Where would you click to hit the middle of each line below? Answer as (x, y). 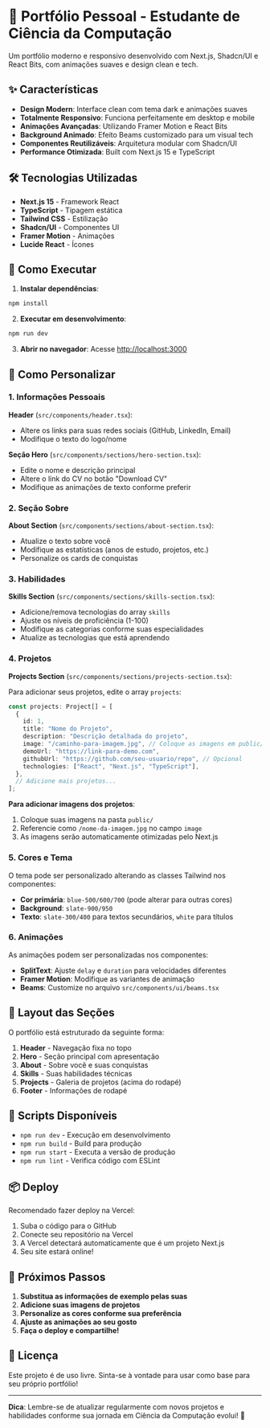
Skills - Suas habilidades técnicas (76, 1073)
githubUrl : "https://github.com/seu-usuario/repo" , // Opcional (133, 759)
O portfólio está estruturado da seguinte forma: (86, 1032)
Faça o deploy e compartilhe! (70, 1331)
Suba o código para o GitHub (68, 1226)
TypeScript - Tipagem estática (71, 210)
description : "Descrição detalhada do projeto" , (106, 737)
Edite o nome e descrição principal (78, 470)
